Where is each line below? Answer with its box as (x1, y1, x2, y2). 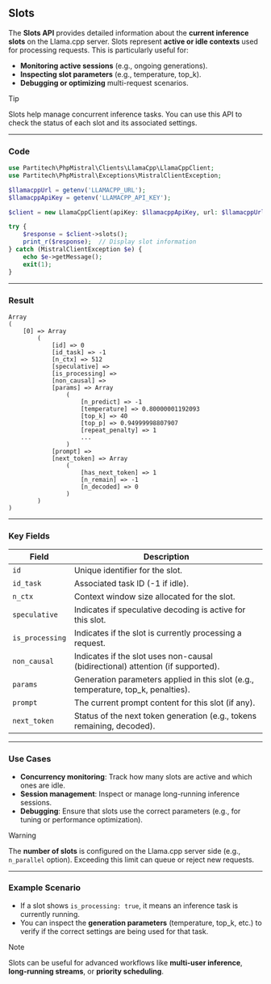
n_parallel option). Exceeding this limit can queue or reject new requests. (8, 855, 255, 864)
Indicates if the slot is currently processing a (73, 627, 242, 639)
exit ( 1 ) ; (23, 260, 52, 268)
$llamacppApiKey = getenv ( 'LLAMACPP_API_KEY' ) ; (8, 193, 172, 201)
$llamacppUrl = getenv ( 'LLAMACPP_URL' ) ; (8, 186, 147, 194)
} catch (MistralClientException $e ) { (8, 246, 143, 254)
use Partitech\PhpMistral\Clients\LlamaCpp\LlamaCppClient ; (8, 164, 215, 172)
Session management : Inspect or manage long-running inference (19, 788, 240, 799)
